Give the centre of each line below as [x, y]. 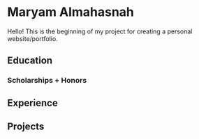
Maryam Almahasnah [71, 12]
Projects [26, 127]
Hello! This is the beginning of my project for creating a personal [100, 31]
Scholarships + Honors [47, 81]
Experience [32, 103]
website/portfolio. [32, 38]
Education [30, 61]
